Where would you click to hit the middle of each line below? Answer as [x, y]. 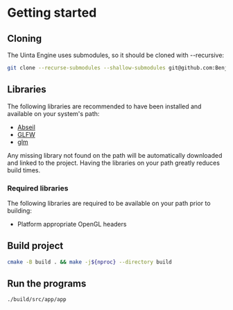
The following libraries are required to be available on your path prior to [109, 203]
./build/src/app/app [37, 300]
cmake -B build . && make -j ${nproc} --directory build [89, 262]
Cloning [25, 39]
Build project [35, 246]
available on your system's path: [53, 113]
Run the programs [47, 284]
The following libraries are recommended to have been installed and [104, 106]
